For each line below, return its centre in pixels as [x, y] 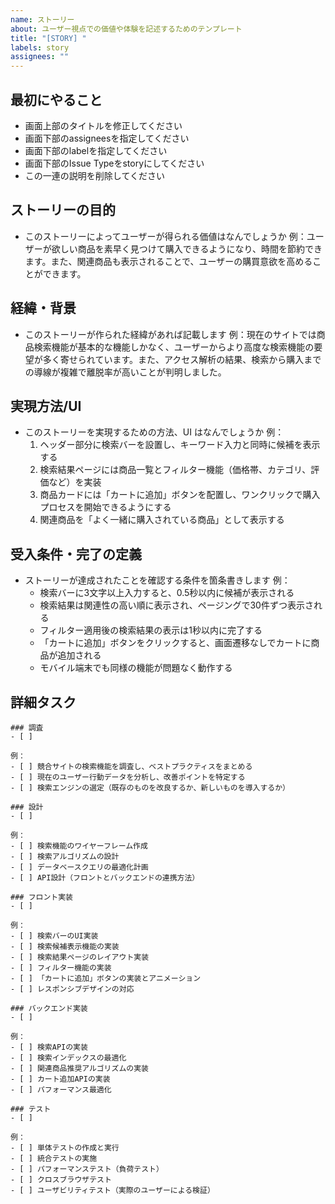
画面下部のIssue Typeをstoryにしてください [114, 163]
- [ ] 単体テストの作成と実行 [65, 1148]
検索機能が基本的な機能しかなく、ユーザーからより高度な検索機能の [174, 347]
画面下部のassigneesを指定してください [107, 138]
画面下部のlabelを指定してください [96, 150]
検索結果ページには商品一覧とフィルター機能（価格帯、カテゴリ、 [175, 470]
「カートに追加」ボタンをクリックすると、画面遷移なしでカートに [175, 643]
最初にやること [56, 99]
